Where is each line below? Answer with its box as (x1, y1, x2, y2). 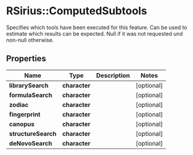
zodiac (9, 100, 29, 109)
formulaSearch (9, 91, 52, 99)
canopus (9, 120, 34, 128)
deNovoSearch (9, 139, 52, 147)
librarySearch (9, 81, 49, 90)
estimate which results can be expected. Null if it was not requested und (6, 30, 183, 37)
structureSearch (9, 129, 57, 138)
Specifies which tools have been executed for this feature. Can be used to (6, 24, 187, 31)
